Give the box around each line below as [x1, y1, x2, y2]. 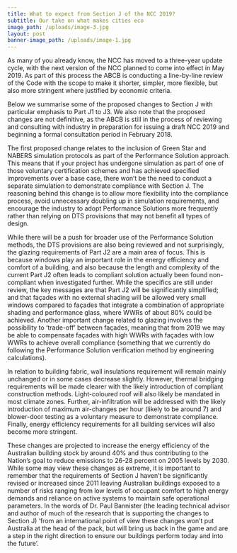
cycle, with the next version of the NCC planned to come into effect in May [7, 64, 225, 72]
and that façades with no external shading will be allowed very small [7, 294, 207, 302]
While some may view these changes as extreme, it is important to [7, 464, 201, 472]
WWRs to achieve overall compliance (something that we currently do [7, 338, 211, 347]
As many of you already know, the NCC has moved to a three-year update [7, 56, 223, 65]
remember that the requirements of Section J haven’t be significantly [7, 471, 208, 480]
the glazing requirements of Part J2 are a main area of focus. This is [7, 248, 206, 257]
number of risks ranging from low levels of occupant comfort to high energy [7, 486, 229, 495]
